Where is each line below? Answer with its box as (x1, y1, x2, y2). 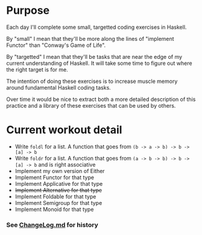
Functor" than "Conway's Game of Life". (6, 41, 106, 49)
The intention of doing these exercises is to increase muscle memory (6, 78, 178, 85)
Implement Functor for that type (14, 174, 95, 181)
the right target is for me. (6, 66, 68, 73)
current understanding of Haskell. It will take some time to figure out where (6, 60, 192, 67)
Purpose (6, 4, 50, 17)
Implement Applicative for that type (14, 180, 103, 187)
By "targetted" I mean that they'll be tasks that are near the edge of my (6, 53, 183, 60)
